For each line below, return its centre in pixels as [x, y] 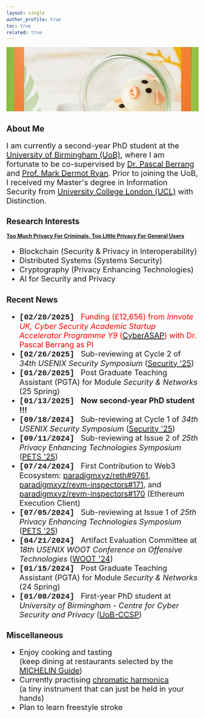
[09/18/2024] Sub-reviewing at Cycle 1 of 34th [109, 419]
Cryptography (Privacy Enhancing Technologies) [106, 270]
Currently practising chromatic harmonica [94, 680]
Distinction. [27, 201]
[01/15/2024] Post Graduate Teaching [93, 568]
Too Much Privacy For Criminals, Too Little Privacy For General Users [95, 236]
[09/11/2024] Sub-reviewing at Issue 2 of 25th [109, 438]
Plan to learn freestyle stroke [71, 708]
